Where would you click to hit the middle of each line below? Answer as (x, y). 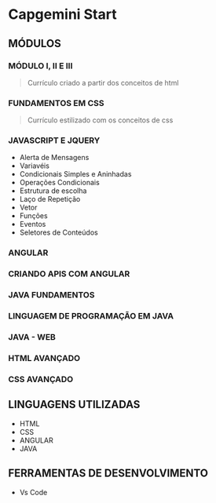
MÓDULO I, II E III (40, 66)
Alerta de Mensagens (54, 158)
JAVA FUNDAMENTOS (51, 295)
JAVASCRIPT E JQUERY (54, 140)
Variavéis (34, 166)
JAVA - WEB (32, 337)
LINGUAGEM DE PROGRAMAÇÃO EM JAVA (91, 316)
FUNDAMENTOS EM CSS (56, 103)
